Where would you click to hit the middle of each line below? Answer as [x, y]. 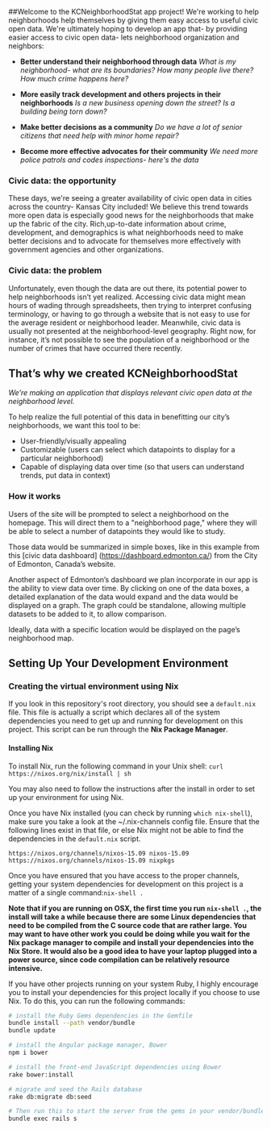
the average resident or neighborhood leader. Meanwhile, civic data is [125, 323]
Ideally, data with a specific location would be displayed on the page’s [124, 629]
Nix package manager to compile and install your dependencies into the [131, 942]
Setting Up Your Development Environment [118, 663]
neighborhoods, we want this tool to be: [75, 426]
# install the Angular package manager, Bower [88, 1045]
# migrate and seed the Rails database [75, 1089]
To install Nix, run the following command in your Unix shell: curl [116, 766]
